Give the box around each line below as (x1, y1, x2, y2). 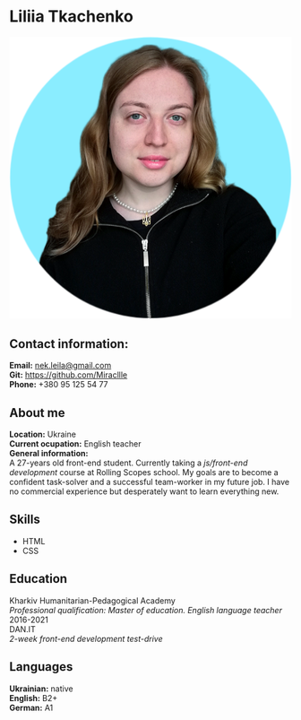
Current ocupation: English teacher (9, 438, 142, 449)
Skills (9, 512, 40, 527)
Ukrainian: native (9, 683, 73, 694)
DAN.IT (9, 623, 36, 634)
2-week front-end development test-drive (9, 633, 163, 644)
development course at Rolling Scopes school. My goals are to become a (9, 467, 279, 478)
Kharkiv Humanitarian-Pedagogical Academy (9, 594, 176, 606)
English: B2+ (9, 692, 58, 703)
